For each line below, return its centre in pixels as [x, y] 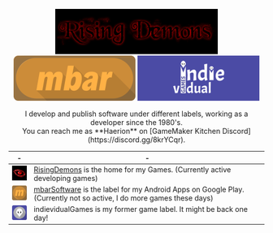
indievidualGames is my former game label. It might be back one [141, 209]
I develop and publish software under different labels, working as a [136, 114]
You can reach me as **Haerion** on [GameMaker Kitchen [121, 131]
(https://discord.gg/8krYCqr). [136, 140]
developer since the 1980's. [136, 122]
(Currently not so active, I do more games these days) [123, 198]
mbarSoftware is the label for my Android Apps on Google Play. [139, 189]
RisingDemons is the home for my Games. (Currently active [132, 169]
